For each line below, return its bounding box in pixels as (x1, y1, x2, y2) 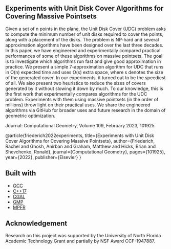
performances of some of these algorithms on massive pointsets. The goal (5, 53, 163, 59)
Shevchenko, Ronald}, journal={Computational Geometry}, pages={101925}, (5, 148, 165, 155)
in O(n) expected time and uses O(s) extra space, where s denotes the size (5, 69, 164, 75)
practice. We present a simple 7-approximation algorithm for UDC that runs (5, 63, 164, 70)
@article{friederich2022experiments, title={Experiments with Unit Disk (5, 132, 155, 139)
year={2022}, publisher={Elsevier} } (5, 154, 81, 160)
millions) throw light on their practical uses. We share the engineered (5, 102, 151, 108)
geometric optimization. (5, 112, 55, 119)
